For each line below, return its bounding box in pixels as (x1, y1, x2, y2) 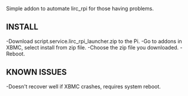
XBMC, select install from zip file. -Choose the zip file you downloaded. (6, 44, 179, 51)
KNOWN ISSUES (6, 67, 67, 77)
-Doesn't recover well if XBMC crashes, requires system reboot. (6, 82, 161, 90)
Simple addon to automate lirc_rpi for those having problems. (6, 5, 154, 12)
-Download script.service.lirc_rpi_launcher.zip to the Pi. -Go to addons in (6, 38, 182, 45)
